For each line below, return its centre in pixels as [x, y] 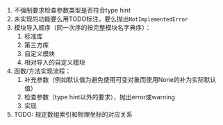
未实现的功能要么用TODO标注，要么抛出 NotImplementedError [101, 19]
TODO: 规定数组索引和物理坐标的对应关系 [73, 114]
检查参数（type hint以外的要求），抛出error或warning [100, 97]
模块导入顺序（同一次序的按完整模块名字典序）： [82, 27]
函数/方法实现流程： [42, 71]
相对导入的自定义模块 [55, 62]
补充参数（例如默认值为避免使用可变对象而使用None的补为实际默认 [120, 80]
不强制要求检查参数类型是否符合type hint [72, 10]
